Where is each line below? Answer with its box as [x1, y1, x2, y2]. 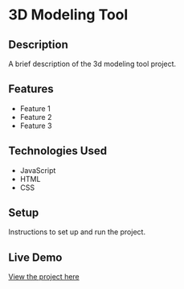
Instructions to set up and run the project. [8, 227, 146, 237]
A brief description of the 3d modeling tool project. [8, 59, 177, 68]
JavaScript [19, 165, 56, 175]
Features [8, 82, 54, 96]
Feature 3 [19, 121, 52, 130]
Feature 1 [19, 103, 51, 114]
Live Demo [8, 250, 63, 264]
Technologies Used [8, 144, 107, 158]
